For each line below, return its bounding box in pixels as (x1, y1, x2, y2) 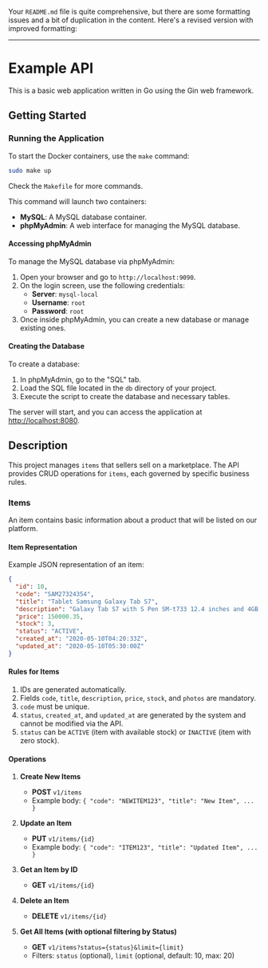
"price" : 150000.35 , (15, 612, 84, 621)
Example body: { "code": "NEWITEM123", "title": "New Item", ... (31, 796, 254, 806)
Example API (8, 59, 94, 78)
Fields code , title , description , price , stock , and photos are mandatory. (19, 694, 257, 703)
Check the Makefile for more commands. (8, 181, 144, 190)
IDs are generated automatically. (19, 685, 127, 694)
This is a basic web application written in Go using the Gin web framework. (8, 86, 254, 95)
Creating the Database (8, 342, 85, 351)
